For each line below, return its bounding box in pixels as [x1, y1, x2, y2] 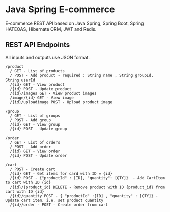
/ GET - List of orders [10, 140, 60, 145]
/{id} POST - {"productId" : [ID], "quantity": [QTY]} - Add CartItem [10, 175, 165, 180]
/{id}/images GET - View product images [10, 91, 97, 96]
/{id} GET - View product [10, 82, 65, 87]
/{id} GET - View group [10, 122, 60, 127]
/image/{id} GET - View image [10, 95, 74, 100]
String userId [5, 77, 36, 83]
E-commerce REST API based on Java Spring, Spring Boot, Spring [5, 20, 144, 26]
